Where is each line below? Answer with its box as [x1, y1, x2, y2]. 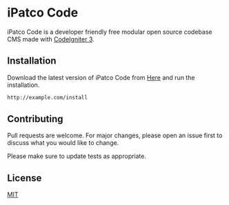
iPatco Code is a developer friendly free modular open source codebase [7, 28, 212, 36]
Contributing [7, 113, 63, 125]
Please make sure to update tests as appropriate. [7, 152, 147, 160]
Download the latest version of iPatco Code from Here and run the [7, 73, 195, 81]
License [7, 172, 42, 184]
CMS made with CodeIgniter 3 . [7, 35, 94, 43]
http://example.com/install [7, 94, 88, 101]
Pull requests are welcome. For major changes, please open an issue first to [7, 131, 223, 139]
